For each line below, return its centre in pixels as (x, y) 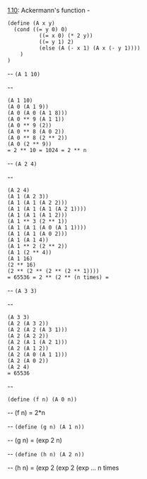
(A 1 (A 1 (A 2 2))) (38, 203)
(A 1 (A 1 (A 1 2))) (38, 215)
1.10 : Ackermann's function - (49, 10)
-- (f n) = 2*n (27, 413)
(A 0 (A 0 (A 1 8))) (38, 113)
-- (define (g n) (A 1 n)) (46, 426)
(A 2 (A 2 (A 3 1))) (38, 330)
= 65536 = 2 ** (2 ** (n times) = (58, 277)
